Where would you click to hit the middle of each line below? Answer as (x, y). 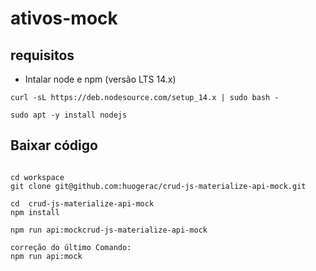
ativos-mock (64, 18)
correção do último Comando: (71, 247)
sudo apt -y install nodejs (69, 115)
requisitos (42, 55)
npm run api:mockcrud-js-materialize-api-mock (109, 230)
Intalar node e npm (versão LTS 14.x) (100, 79)
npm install (35, 212)
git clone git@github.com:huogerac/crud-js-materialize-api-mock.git (158, 186)
